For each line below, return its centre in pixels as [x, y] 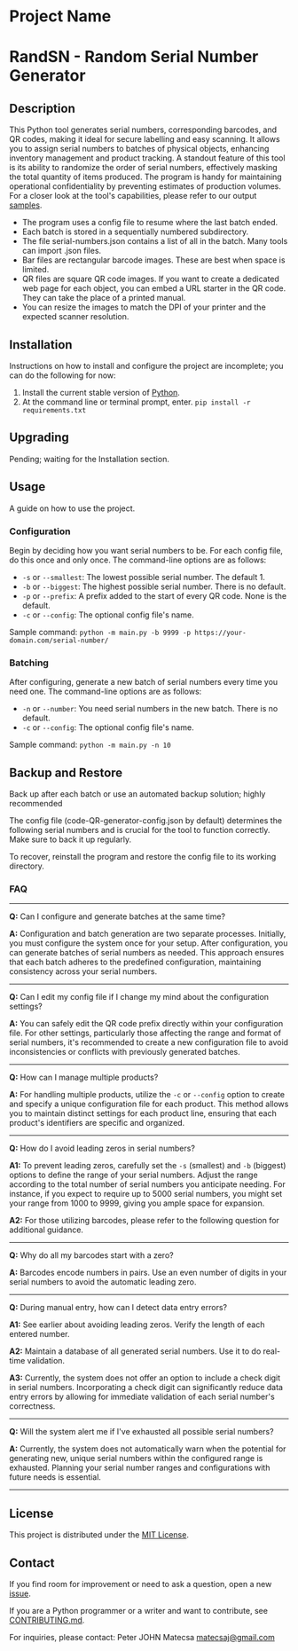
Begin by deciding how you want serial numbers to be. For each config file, [146, 550]
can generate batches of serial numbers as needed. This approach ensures [147, 953]
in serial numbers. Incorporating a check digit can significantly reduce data [146, 1388]
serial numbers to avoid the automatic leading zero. [103, 1282]
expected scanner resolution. [75, 317]
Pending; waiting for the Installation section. [90, 459]
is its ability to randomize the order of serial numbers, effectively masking [143, 168]
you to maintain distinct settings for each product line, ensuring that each [143, 1113]
